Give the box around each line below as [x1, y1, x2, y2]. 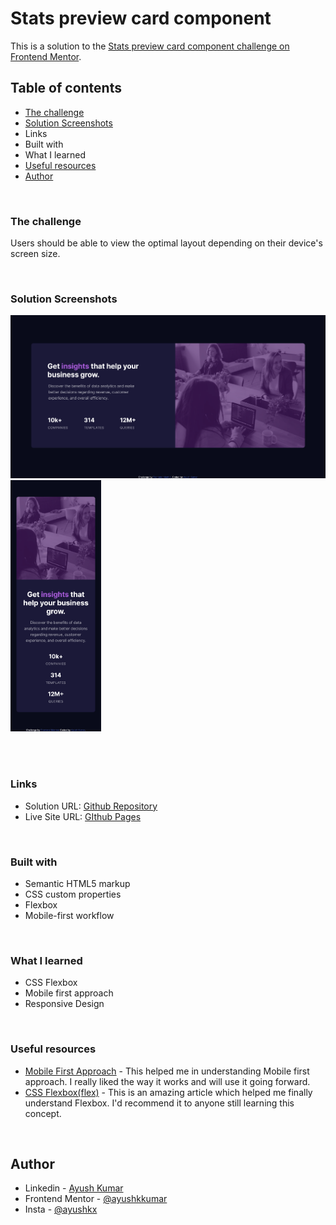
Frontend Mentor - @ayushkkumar [24, 1193, 168, 1205]
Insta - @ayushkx [24, 1203, 98, 1216]
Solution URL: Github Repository [24, 800, 158, 812]
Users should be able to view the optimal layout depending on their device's [10, 237, 323, 249]
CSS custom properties [24, 888, 122, 900]
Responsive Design [24, 998, 105, 1010]
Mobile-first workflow [24, 909, 115, 921]
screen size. [10, 248, 61, 260]
